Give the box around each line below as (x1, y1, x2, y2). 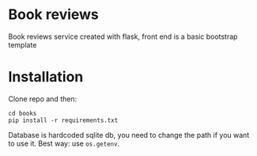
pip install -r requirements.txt (8, 116, 119, 124)
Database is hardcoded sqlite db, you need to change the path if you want (8, 130, 250, 139)
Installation (8, 68, 84, 86)
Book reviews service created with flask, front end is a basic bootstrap (8, 32, 238, 41)
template (8, 40, 37, 49)
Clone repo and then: (8, 93, 77, 104)
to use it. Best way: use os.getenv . (8, 139, 120, 148)
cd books (8, 109, 37, 117)
